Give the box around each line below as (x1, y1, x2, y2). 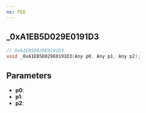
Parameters (6, 70, 52, 81)
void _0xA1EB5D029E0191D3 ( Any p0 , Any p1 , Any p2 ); (6, 53, 141, 60)
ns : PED (6, 9, 26, 15)
